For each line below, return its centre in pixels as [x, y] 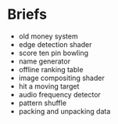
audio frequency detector [59, 94]
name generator [45, 61]
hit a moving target [49, 86]
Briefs [27, 15]
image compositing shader [61, 78]
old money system [48, 36]
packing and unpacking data [64, 111]
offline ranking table [51, 69]
